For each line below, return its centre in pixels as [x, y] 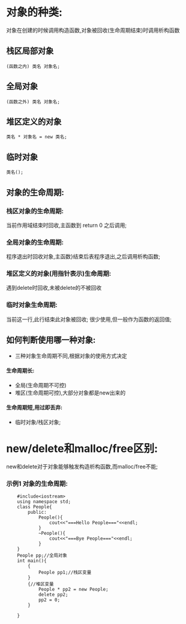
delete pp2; [53, 595]
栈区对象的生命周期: [35, 211]
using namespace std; [44, 502]
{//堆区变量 [41, 584]
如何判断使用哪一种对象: [51, 340]
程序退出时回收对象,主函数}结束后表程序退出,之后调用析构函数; [83, 257]
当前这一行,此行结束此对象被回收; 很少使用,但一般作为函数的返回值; [89, 319]
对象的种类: [34, 12]
